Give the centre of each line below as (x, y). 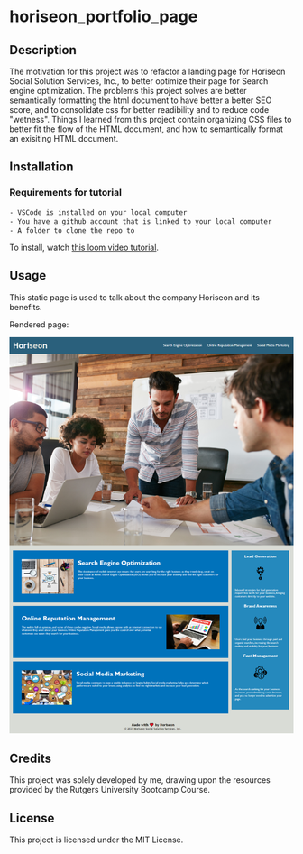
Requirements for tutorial (65, 193)
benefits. (26, 307)
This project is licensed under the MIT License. (96, 840)
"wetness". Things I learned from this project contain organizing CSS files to (151, 119)
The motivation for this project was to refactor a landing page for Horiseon (147, 71)
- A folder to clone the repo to (72, 230)
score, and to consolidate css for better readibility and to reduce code (139, 110)
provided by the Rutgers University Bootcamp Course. (110, 790)
